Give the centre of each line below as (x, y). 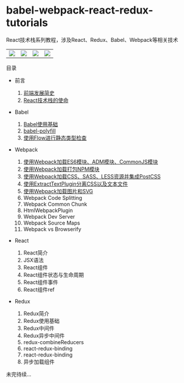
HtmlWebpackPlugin (48, 210)
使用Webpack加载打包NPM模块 (61, 169)
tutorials (27, 23)
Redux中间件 (39, 328)
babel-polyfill (39, 131)
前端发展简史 (39, 93)
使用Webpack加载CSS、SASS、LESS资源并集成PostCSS (92, 176)
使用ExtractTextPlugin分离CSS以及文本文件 (76, 184)
